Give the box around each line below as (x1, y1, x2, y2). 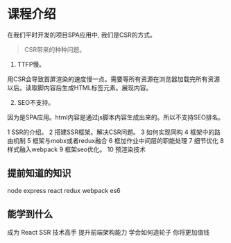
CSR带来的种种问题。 (24, 45, 86, 53)
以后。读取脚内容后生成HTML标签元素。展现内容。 (7, 83, 153, 92)
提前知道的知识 (7, 167, 71, 179)
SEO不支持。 (17, 98, 54, 106)
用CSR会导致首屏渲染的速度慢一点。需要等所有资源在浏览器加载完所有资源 (7, 74, 221, 83)
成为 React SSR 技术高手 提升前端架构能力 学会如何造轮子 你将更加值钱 (7, 228, 210, 236)
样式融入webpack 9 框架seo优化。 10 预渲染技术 (7, 145, 146, 153)
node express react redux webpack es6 (7, 186, 121, 194)
